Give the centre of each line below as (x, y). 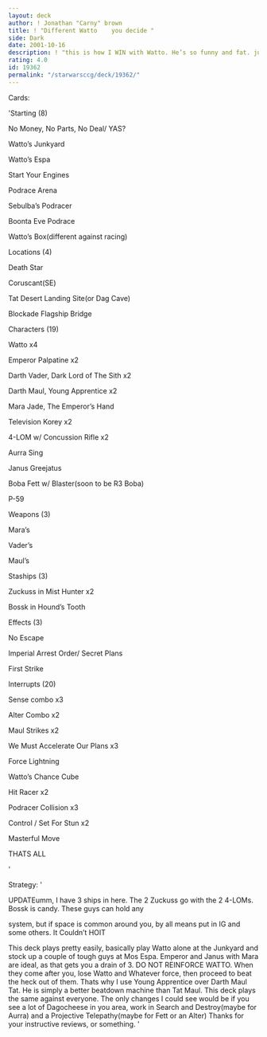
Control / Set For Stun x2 (49, 823)
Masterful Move (34, 838)
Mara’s (19, 530)
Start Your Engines (39, 174)
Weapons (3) (29, 514)
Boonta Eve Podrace (42, 221)
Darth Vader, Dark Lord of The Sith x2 (70, 375)
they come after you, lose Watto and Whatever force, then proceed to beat (130, 973)
